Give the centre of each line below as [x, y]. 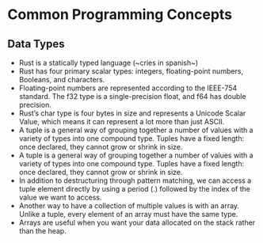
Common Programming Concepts [120, 15]
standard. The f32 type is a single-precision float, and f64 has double [132, 96]
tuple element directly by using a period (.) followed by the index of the [135, 189]
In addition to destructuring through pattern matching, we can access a [135, 180]
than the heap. [42, 231]
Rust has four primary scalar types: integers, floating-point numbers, [131, 71]
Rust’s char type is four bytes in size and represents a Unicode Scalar [132, 113]
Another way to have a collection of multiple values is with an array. [129, 206]
